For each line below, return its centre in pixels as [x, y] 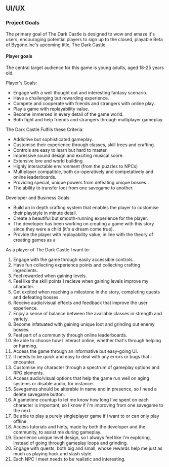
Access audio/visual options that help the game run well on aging [81, 378]
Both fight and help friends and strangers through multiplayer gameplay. [88, 119]
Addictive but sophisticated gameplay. [53, 139]
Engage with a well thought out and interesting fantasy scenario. [80, 92]
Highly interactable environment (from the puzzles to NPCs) [75, 166]
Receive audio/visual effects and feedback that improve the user [80, 303]
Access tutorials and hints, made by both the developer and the [79, 426]
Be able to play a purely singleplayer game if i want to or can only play [86, 416]
